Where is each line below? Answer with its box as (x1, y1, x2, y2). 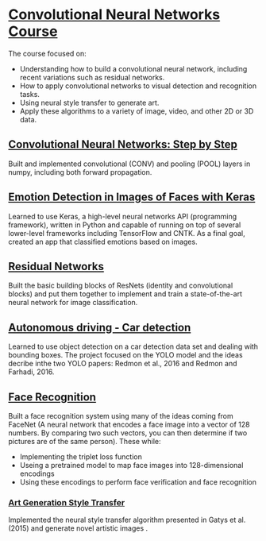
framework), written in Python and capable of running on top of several (8, 220, 241, 230)
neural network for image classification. (8, 298, 138, 307)
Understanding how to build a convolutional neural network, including (19, 64, 248, 73)
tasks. (19, 89, 40, 99)
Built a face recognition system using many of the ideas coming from (8, 412, 234, 420)
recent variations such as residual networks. (19, 72, 165, 82)
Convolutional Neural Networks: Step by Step (8, 137, 238, 152)
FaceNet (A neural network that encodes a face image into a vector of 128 (8, 419, 250, 429)
